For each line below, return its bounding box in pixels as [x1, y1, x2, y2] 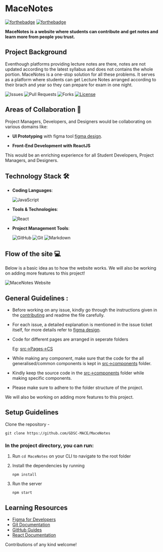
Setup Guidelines [5, 408, 59, 416]
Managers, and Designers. [5, 157, 59, 163]
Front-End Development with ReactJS [12, 142, 91, 148]
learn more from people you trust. [5, 34, 75, 40]
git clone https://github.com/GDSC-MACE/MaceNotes [5, 431, 111, 436]
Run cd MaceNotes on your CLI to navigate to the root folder [12, 453, 131, 459]
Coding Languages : [12, 187, 53, 193]
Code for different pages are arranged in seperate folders [12, 336, 129, 342]
